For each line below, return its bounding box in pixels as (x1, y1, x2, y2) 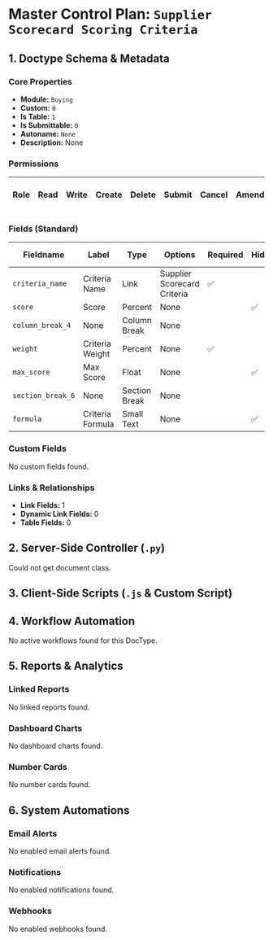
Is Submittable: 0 (19, 120, 79, 130)
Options (163, 249, 196, 260)
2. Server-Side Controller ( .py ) (8, 541, 165, 555)
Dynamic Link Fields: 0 (19, 509, 99, 519)
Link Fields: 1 (19, 501, 65, 510)
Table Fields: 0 (19, 518, 71, 527)
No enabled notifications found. (8, 885, 115, 895)
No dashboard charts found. (8, 741, 103, 751)
